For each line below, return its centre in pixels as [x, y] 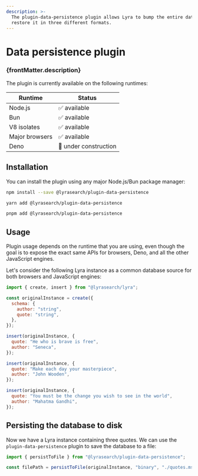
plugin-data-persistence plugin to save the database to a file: [81, 446]
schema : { [23, 303]
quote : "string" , [38, 315]
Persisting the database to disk [64, 425]
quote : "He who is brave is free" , [55, 342]
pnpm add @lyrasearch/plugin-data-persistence [64, 213]
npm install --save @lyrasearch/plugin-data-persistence [77, 192]
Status [88, 98]
